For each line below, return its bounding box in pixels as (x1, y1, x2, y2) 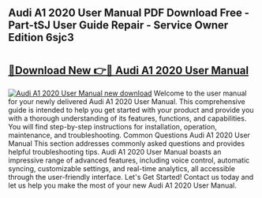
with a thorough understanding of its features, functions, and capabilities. (8, 114, 247, 123)
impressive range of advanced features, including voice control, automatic (8, 155, 250, 165)
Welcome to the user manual (153, 88, 247, 98)
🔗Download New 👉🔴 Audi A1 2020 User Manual (8, 63, 249, 77)
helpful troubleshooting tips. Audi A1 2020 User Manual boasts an (8, 148, 222, 156)
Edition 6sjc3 (8, 31, 74, 44)
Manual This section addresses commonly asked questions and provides (8, 139, 245, 148)
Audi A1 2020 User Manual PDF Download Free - (8, 6, 250, 20)
